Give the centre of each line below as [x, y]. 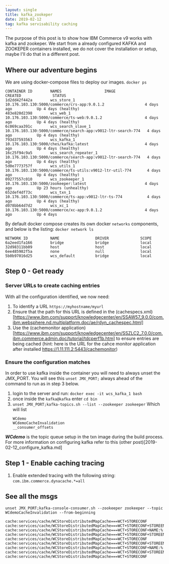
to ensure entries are [138, 338]
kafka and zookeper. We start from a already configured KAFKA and [76, 44]
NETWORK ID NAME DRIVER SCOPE [78, 239]
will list [20, 410]
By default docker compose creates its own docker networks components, [82, 224]
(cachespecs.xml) [134, 312]
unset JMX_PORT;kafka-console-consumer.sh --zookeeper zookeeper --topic [84, 508]
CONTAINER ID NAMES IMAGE [60, 91]
